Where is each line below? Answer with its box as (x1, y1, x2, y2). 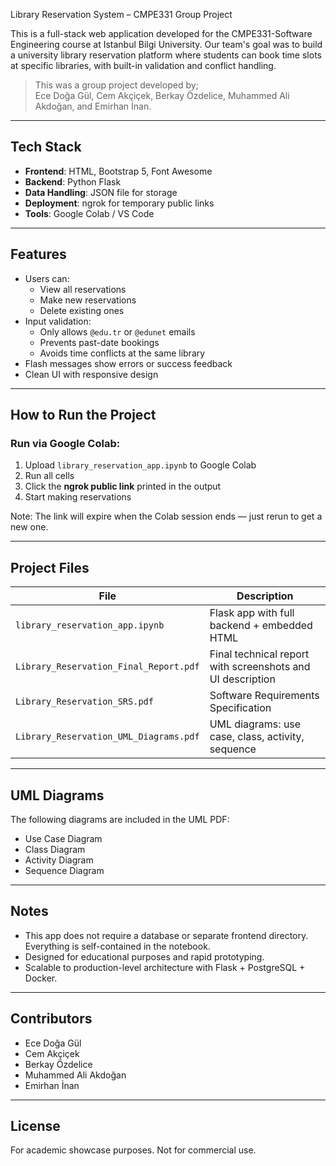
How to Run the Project (10, 407, 157, 424)
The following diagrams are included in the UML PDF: (10, 813, 230, 825)
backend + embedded (209, 619, 313, 633)
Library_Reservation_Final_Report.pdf (15, 661, 200, 673)
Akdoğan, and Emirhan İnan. (34, 100, 152, 112)
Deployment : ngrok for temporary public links (24, 197, 215, 209)
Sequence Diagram (24, 864, 105, 876)
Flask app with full (209, 606, 295, 620)
